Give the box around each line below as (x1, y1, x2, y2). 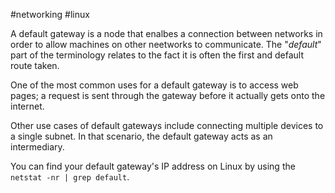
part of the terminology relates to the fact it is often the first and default (10, 49, 304, 61)
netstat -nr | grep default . (10, 171, 130, 183)
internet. (10, 100, 45, 112)
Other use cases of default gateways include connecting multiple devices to (10, 120, 324, 131)
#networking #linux (10, 9, 90, 20)
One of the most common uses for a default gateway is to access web (10, 79, 299, 91)
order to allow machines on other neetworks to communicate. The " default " (10, 39, 322, 50)
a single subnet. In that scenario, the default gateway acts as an (10, 130, 273, 142)
